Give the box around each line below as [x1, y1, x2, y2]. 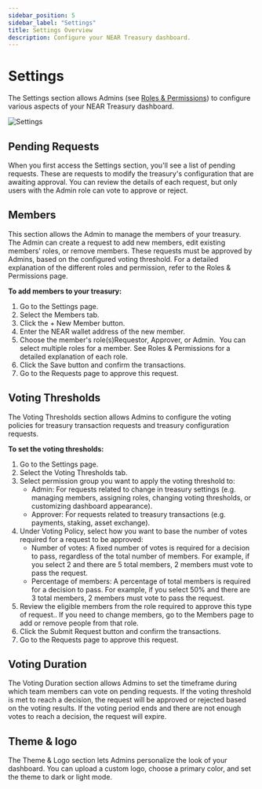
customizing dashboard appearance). [31, 501, 153, 511]
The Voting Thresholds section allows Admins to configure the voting [8, 412, 231, 422]
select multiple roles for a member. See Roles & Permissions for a [19, 343, 231, 352]
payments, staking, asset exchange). [31, 518, 151, 527]
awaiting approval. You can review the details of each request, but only [8, 178, 238, 186]
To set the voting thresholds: [8, 444, 104, 453]
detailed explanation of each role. [19, 352, 128, 361]
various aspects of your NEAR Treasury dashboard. [8, 101, 174, 111]
